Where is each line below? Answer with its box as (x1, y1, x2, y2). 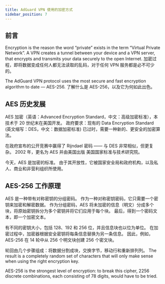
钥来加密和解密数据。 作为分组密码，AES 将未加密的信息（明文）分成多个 (5, 202, 154, 207)
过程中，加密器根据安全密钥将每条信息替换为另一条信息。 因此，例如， (9, 231, 153, 237)
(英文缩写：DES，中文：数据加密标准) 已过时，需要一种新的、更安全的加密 (5, 126, 156, 132)
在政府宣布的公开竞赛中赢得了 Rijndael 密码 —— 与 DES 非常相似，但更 (5, 143, 149, 149)
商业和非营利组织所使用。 (13, 166, 66, 172)
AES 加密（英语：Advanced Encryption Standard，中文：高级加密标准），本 (5, 114, 158, 120)
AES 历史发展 (5, 100, 46, 108)
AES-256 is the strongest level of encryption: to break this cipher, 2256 (5, 268, 149, 274)
